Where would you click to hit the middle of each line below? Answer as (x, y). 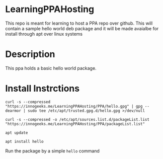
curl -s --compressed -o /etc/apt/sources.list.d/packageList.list (77, 119)
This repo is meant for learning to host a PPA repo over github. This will (79, 23)
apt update (17, 133)
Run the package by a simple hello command (52, 151)
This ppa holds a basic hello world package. (51, 68)
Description (30, 54)
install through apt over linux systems (44, 34)
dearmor (13, 111)
